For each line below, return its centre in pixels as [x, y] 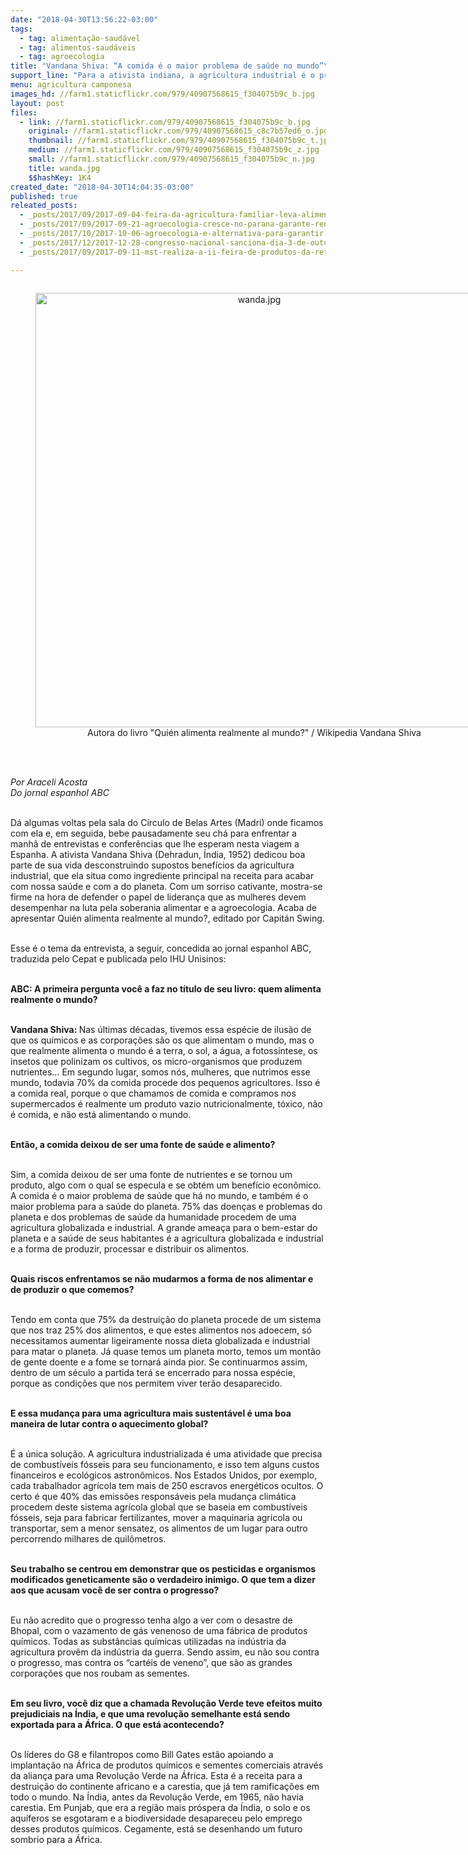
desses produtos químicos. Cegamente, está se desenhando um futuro [156, 1828]
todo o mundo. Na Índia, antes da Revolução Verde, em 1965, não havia [157, 1797]
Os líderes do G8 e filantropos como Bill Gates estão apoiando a [142, 1754]
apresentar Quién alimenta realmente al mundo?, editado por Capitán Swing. [167, 918]
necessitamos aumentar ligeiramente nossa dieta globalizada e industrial [160, 1340]
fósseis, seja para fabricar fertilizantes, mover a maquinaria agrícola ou [156, 1517]
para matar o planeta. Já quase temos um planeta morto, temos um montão [166, 1351]
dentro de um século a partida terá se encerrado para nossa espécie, [153, 1372]
